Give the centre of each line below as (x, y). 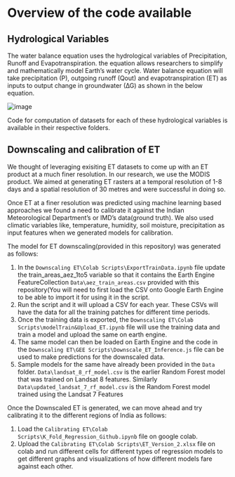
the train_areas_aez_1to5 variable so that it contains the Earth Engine (116, 275)
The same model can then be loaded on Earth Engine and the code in (117, 341)
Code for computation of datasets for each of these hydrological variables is (117, 120)
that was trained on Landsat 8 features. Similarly (87, 379)
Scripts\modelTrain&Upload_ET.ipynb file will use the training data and (119, 327)
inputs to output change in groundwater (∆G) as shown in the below (105, 85)
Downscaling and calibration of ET (84, 150)
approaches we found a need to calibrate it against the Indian (96, 210)
